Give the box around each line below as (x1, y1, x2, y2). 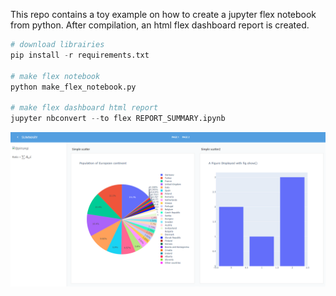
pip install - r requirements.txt (10, 50, 150, 60)
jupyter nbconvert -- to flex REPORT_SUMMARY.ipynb (10, 114, 226, 124)
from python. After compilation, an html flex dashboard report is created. (10, 19, 310, 31)
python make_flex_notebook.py (10, 82, 137, 92)
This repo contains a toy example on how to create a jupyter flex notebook (10, 9, 317, 20)
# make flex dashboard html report (10, 103, 159, 113)
